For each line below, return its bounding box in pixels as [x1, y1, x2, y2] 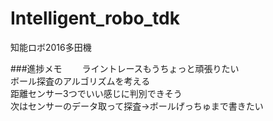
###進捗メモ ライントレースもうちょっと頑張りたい [10, 62, 240, 74]
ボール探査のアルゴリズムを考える [10, 75, 151, 87]
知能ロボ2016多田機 [10, 41, 92, 53]
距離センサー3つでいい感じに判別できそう [10, 87, 183, 99]
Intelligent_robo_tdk [10, 7, 180, 30]
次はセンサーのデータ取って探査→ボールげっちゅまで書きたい [10, 100, 264, 112]
